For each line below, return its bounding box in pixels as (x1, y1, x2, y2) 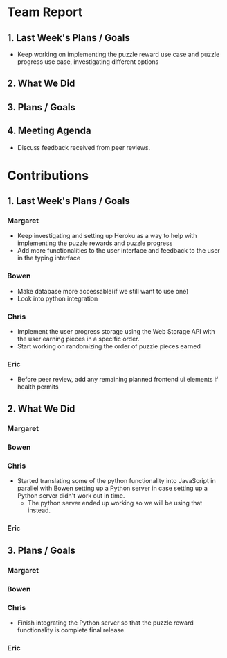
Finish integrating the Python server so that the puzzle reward (17, 618, 194, 627)
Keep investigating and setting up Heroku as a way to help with (17, 232, 197, 240)
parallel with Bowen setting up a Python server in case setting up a (17, 484, 208, 492)
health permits (17, 382, 59, 391)
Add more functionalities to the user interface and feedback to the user (17, 246, 220, 255)
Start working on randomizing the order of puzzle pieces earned (17, 342, 201, 351)
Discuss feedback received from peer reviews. (17, 143, 151, 151)
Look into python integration (17, 294, 98, 303)
